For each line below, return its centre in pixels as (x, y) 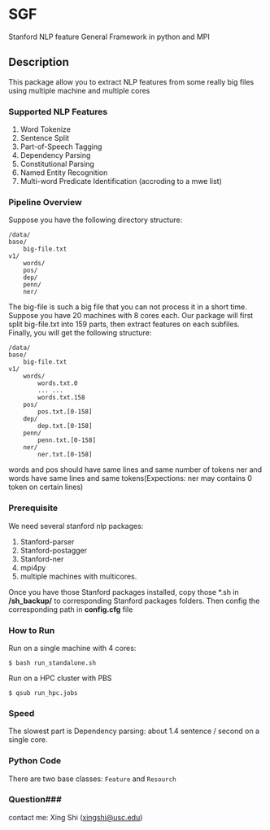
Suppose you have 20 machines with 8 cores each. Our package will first (131, 316)
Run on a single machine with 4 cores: (72, 648)
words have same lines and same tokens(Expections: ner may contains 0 (130, 478)
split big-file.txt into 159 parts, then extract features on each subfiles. (124, 324)
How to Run (32, 630)
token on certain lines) (46, 487)
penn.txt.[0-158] (67, 440)
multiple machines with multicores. (78, 576)
